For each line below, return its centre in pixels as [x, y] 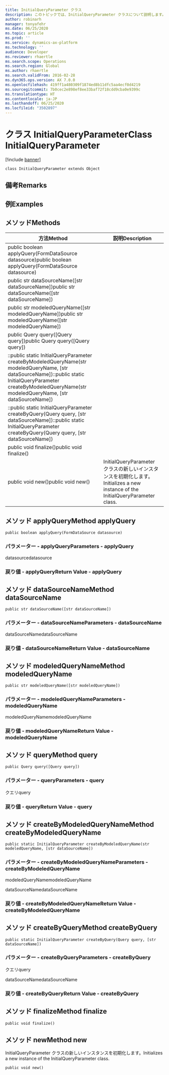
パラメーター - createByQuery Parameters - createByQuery [78, 958]
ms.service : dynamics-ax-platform [41, 43]
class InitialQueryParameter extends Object [53, 169]
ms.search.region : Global [32, 66]
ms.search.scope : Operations [36, 61]
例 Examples [24, 204]
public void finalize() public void [45, 447]
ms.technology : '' [24, 47]
